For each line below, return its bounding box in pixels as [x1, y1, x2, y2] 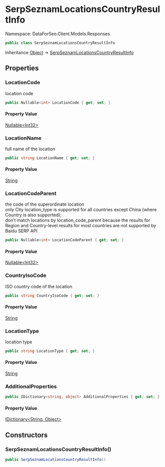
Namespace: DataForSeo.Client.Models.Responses [5, 31, 110, 37]
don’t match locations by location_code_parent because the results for [5, 217, 150, 223]
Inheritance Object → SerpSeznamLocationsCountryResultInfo [5, 49, 134, 56]
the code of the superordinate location [5, 201, 84, 207]
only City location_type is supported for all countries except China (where [5, 207, 157, 213]
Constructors [5, 430, 48, 439]
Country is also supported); [5, 212, 61, 218]
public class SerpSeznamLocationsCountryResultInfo [5, 40, 115, 46]
